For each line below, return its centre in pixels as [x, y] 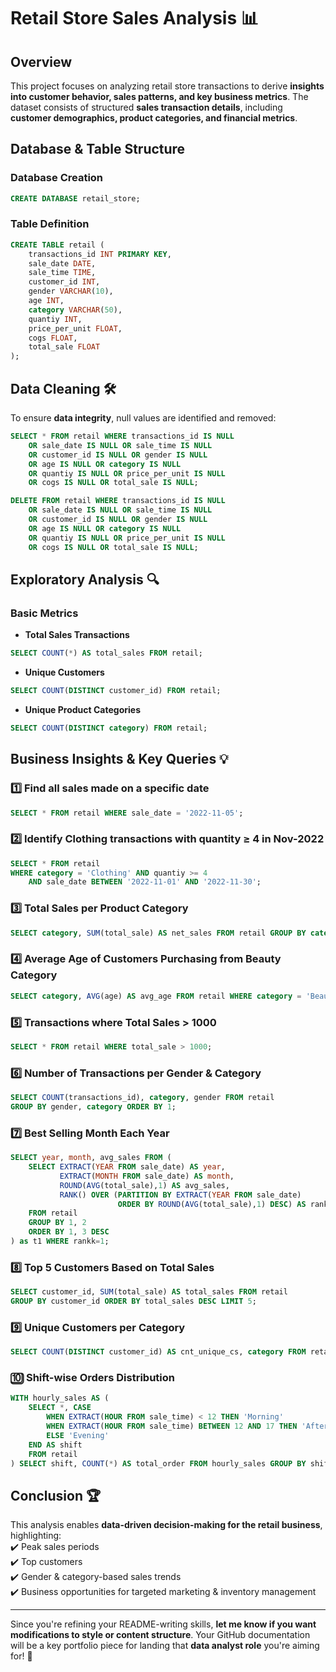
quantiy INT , [55, 319]
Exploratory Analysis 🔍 [85, 579]
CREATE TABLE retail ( [57, 245]
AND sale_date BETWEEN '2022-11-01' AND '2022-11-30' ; [145, 882]
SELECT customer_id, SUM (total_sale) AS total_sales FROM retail [149, 1292]
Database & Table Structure [98, 149]
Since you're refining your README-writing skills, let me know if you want [163, 1624]
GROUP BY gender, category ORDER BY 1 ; [93, 1107]
